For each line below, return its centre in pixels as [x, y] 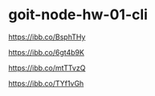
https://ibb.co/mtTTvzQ [47, 68]
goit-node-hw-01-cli [78, 15]
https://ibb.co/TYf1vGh [46, 83]
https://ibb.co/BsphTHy [47, 37]
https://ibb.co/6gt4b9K [46, 52]
